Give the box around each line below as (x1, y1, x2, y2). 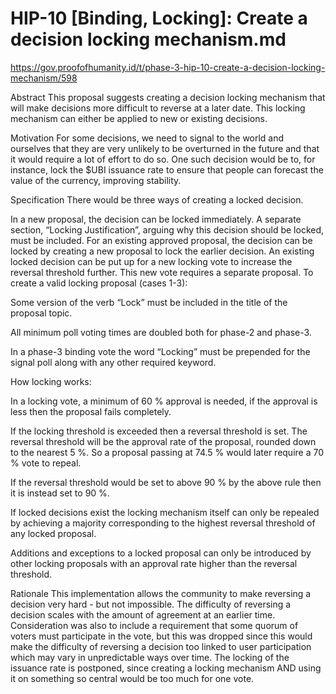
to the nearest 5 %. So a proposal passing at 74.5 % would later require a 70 (10, 446, 325, 458)
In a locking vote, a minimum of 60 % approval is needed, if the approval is (10, 395, 318, 407)
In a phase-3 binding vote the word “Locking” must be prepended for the (10, 345, 311, 357)
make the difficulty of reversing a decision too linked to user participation (10, 640, 312, 652)
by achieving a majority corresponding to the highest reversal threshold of (10, 517, 316, 529)
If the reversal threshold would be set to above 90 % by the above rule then (10, 476, 322, 488)
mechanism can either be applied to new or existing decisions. (10, 112, 268, 124)
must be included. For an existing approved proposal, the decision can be (10, 234, 313, 246)
